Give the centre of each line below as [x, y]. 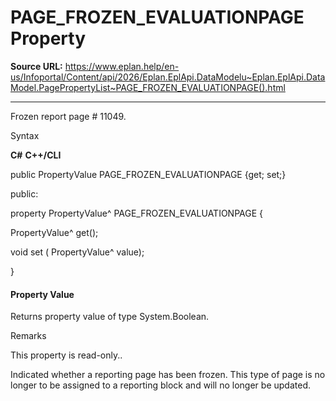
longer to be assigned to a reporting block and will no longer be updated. [160, 385]
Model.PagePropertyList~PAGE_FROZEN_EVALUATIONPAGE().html [148, 87]
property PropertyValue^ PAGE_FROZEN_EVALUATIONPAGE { [137, 213]
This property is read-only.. [66, 355]
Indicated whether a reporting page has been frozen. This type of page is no [168, 375]
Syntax [25, 135]
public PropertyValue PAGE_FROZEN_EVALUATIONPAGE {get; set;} [148, 174]
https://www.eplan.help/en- [122, 66]
